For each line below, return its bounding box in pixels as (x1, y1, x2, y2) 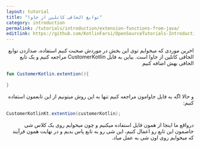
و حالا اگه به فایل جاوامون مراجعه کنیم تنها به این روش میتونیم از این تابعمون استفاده (8, 92, 194, 100)
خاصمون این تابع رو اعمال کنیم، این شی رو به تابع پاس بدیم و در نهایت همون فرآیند (12, 127, 194, 135)
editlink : (6, 31, 31, 37)
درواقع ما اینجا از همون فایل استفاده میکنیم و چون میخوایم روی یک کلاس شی (24, 121, 194, 128)
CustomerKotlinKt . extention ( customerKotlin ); (6, 110, 121, 116)
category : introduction (6, 20, 65, 25)
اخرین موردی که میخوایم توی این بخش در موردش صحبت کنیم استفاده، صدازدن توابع (8, 47, 194, 54)
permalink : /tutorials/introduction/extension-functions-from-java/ (6, 25, 180, 31)
